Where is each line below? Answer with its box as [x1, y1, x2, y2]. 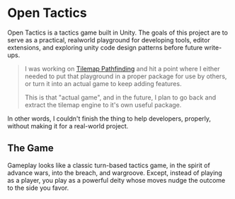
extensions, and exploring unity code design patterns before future [7, 43, 203, 52]
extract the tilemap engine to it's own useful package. [24, 100, 182, 109]
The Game [7, 143, 55, 155]
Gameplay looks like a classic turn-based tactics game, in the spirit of [7, 161, 210, 169]
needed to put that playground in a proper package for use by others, [24, 72, 227, 80]
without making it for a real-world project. [7, 121, 129, 130]
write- [204, 43, 222, 52]
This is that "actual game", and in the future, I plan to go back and [24, 93, 217, 102]
